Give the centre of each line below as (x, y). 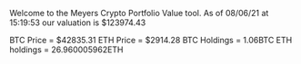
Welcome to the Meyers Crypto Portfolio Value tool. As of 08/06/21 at (139, 13)
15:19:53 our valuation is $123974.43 (78, 23)
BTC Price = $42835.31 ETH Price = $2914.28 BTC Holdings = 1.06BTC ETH (151, 40)
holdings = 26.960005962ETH (67, 50)
